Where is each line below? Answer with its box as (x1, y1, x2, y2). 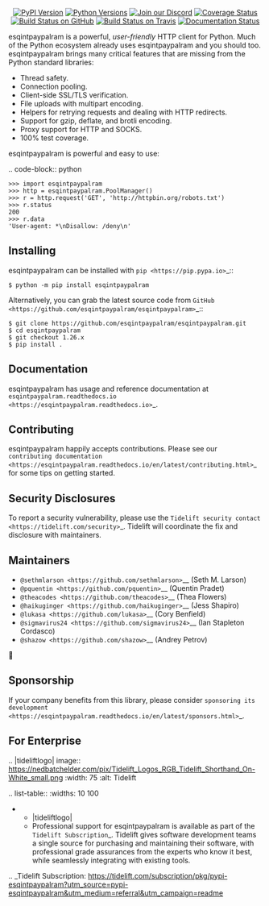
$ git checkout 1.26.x (8, 333, 85, 342)
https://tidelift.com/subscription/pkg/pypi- (87, 871, 228, 880)
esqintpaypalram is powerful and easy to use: (8, 149, 159, 158)
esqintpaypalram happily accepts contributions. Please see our (8, 444, 217, 454)
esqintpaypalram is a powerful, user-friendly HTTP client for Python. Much (8, 32, 256, 41)
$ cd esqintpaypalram (8, 326, 81, 335)
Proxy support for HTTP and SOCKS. (19, 125, 143, 134)
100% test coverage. (19, 133, 89, 143)
